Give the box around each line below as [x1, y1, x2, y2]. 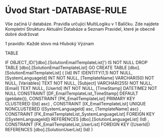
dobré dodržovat [5, 31, 39, 37]
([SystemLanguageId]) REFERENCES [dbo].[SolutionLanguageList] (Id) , [5, 116, 149, 122]
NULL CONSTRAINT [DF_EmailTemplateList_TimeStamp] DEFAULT [5, 90, 138, 96]
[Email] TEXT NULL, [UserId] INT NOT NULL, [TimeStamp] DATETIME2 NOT [5, 85, 158, 91]
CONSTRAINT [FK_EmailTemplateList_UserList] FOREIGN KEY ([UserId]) [5, 121, 150, 127]
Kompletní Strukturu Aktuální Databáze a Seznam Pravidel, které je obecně [5, 26, 155, 32]
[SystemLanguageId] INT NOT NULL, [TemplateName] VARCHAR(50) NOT [5, 75, 155, 81]
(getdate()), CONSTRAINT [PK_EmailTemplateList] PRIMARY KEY [5, 95, 136, 102]
